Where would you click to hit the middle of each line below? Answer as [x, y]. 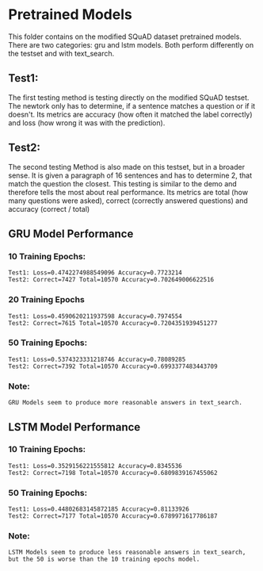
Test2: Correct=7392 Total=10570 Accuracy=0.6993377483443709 [113, 366]
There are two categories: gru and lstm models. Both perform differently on [131, 44]
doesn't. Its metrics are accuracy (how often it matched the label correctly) [130, 114]
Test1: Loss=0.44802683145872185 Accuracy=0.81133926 [99, 509]
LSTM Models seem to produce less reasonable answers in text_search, [127, 553]
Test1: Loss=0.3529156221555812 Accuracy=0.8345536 [95, 466]
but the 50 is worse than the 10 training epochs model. [104, 560]
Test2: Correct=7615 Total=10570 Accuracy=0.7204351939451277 [113, 323]
